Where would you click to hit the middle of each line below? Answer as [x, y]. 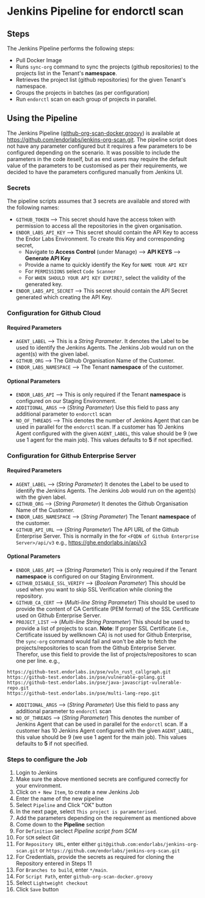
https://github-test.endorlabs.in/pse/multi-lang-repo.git [84, 693]
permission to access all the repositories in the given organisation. [99, 226]
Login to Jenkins [37, 773]
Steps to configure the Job [47, 759]
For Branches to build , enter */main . [62, 870]
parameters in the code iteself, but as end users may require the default [97, 159]
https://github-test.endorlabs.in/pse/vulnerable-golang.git [86, 677]
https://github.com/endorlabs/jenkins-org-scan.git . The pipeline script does [102, 139]
